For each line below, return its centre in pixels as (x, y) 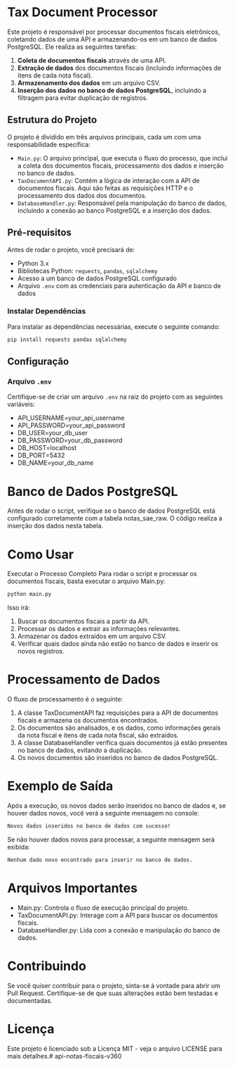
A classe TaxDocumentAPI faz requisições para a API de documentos (118, 713)
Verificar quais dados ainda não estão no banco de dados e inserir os (118, 644)
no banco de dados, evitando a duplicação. (80, 750)
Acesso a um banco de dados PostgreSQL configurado (97, 278)
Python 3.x (33, 263)
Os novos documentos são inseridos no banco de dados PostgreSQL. (118, 758)
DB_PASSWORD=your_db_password (70, 440)
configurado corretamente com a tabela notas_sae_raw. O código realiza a (115, 518)
